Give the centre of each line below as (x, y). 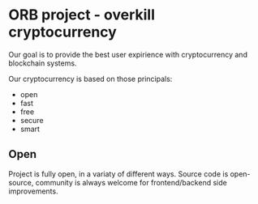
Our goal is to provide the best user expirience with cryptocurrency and (128, 54)
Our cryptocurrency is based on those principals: (90, 79)
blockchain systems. (43, 63)
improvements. (33, 191)
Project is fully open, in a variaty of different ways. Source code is (118, 174)
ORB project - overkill (82, 15)
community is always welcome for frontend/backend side (131, 182)
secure (32, 120)
